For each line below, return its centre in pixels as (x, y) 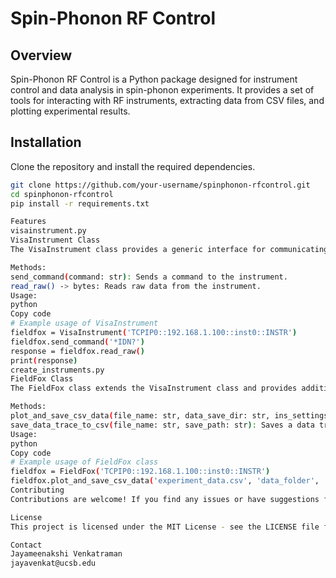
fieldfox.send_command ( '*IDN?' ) (77, 342)
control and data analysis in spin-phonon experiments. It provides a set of (162, 90)
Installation (46, 142)
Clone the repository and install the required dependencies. (133, 166)
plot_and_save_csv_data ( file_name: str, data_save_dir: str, (140, 416)
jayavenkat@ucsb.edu (53, 563)
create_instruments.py (57, 370)
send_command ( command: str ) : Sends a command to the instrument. (149, 277)
